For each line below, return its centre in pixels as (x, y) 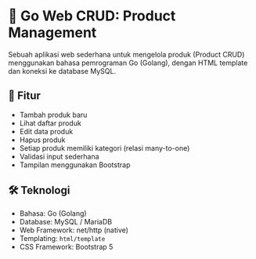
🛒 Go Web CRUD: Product (92, 16)
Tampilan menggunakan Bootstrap (75, 165)
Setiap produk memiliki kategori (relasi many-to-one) (105, 148)
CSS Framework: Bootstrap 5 (66, 246)
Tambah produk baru (53, 115)
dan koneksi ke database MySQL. (62, 71)
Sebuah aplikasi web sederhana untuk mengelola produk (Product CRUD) (126, 54)
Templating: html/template (62, 238)
